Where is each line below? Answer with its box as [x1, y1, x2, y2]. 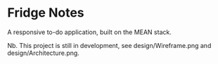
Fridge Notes [7, 5, 84, 21]
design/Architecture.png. [7, 49, 79, 57]
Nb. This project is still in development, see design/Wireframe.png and [7, 41, 212, 49]
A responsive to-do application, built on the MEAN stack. [7, 28, 172, 36]
